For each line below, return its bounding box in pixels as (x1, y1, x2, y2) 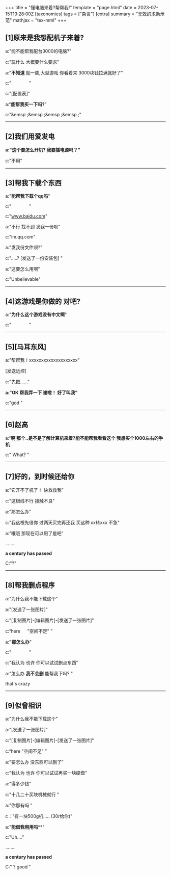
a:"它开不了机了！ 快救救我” (5, 487, 64, 493)
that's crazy (5, 680, 31, 686)
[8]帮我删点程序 (5, 581, 55, 590)
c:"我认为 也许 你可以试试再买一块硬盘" (5, 770, 88, 776)
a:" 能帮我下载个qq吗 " (5, 193, 50, 199)
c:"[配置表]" (5, 90, 31, 96)
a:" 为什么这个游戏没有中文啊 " (5, 311, 67, 317)
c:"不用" (5, 157, 23, 164)
